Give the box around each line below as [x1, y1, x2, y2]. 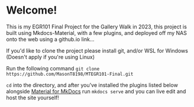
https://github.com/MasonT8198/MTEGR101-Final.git [6, 71, 134, 77]
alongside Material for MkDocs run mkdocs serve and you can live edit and [6, 87, 186, 95]
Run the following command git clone [6, 64, 100, 72]
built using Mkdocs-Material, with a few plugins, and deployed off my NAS [6, 29, 187, 36]
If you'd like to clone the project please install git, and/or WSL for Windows [6, 47, 188, 54]
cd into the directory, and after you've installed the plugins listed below [6, 81, 179, 89]
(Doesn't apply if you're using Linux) [6, 53, 95, 60]
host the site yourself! [6, 94, 59, 101]
